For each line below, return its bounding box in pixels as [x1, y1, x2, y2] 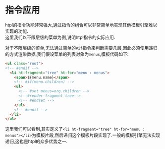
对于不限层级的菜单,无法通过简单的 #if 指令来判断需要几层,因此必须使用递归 [5, 45, 158, 51]
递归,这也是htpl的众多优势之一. [5, 139, 68, 145]
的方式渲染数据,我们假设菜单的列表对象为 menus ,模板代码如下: [5, 51, 129, 57]
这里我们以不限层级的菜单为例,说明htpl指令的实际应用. [5, 34, 115, 40]
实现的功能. [5, 28, 29, 34]
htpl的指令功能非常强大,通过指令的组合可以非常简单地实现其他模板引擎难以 [5, 22, 158, 28]
